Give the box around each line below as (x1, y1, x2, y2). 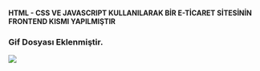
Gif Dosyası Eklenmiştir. (8, 36, 104, 47)
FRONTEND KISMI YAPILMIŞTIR (8, 16, 116, 26)
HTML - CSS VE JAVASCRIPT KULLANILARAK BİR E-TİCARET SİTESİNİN (8, 8, 253, 18)
